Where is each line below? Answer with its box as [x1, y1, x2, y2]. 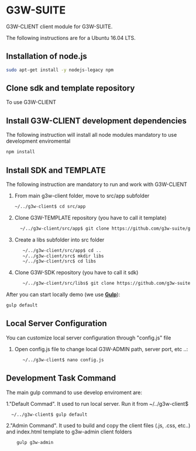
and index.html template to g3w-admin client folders [6, 428, 132, 435]
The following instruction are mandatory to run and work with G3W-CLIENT [6, 180, 187, 188]
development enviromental [6, 137, 71, 144]
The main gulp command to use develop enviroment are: [6, 389, 142, 396]
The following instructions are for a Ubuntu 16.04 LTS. [6, 34, 136, 41]
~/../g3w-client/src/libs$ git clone [22, 280, 115, 287]
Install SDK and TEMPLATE [6, 165, 106, 175]
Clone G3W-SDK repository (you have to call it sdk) [14, 269, 139, 276]
